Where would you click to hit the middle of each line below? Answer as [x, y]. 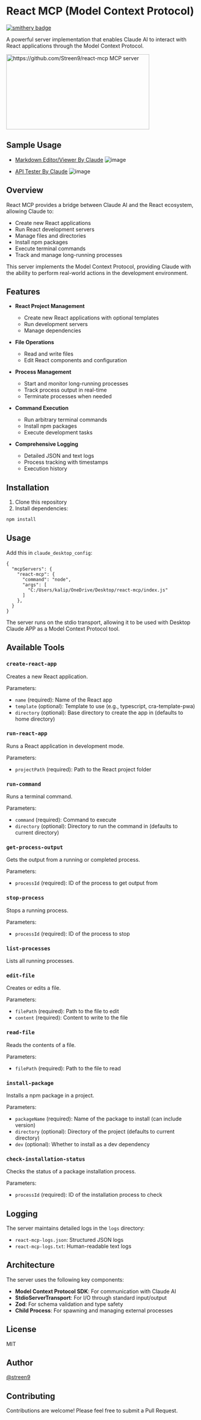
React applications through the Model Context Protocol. [75, 46]
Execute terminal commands [50, 248]
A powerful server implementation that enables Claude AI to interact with [96, 39]
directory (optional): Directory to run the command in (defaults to [96, 826]
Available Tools [36, 648]
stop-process [25, 898]
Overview [25, 190]
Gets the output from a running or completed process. [73, 860]
